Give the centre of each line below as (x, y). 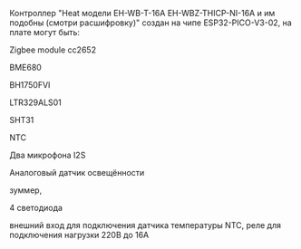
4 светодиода (36, 208)
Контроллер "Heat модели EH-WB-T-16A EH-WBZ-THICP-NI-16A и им (142, 13)
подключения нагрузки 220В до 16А (79, 235)
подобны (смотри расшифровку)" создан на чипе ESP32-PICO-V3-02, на (150, 23)
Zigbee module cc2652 (53, 50)
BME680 (26, 67)
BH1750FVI (30, 85)
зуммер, (26, 190)
